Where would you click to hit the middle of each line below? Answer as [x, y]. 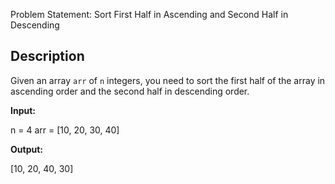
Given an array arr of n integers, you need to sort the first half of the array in [168, 80]
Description [47, 56]
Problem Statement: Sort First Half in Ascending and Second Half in [149, 14]
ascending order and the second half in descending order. [130, 91]
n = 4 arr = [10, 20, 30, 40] [65, 130]
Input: [23, 110]
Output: [26, 149]
